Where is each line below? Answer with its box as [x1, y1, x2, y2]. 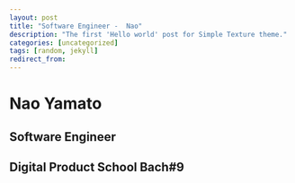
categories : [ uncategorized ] [9, 38, 119, 48]
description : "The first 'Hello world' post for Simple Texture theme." [9, 30, 288, 39]
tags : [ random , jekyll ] [9, 47, 99, 56]
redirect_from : [9, 55, 67, 64]
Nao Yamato [9, 93, 103, 114]
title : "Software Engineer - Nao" [9, 22, 143, 30]
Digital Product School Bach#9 [9, 159, 184, 175]
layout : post [9, 13, 58, 22]
